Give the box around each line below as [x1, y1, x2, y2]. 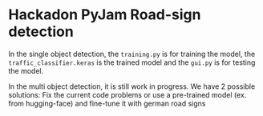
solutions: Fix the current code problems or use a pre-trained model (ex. [8, 90, 247, 99]
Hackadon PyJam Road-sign [8, 6, 201, 24]
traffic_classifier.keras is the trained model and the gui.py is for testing [8, 58, 256, 67]
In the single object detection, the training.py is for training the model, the [8, 49, 256, 58]
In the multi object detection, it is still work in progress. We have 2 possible [8, 82, 256, 91]
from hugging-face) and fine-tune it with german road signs [8, 98, 206, 108]
